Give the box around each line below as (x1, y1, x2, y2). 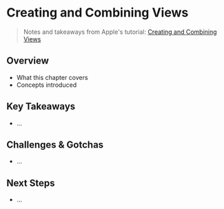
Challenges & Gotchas (6, 139, 104, 150)
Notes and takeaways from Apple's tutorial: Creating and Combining (23, 28, 218, 36)
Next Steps (6, 177, 55, 189)
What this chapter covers (16, 73, 88, 81)
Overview (6, 55, 50, 67)
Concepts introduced (16, 81, 77, 89)
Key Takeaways (6, 101, 76, 112)
